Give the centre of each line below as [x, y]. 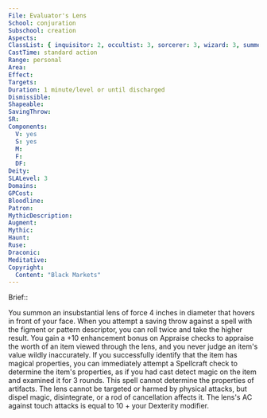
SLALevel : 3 [28, 179]
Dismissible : [30, 97]
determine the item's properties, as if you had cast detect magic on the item [132, 372]
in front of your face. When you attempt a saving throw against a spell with [130, 321]
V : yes [26, 134]
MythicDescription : [41, 216]
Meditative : [28, 260]
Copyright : [26, 268]
